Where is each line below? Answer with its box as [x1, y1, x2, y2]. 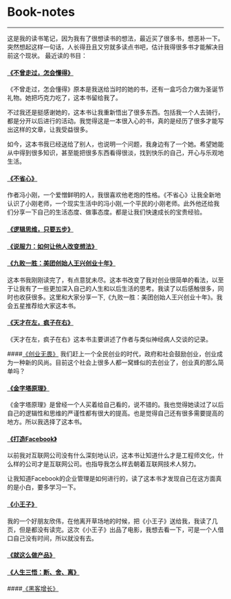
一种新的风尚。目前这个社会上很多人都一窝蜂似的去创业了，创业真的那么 [12, 358, 218, 367]
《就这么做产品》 [7, 551, 56, 559]
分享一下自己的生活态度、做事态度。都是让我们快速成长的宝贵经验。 [12, 208, 206, 217]
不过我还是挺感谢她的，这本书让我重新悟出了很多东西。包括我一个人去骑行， [7, 108, 224, 117]
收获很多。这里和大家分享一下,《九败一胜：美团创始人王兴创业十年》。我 [19, 293, 223, 301]
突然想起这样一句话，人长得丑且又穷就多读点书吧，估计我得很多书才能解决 [7, 43, 218, 51]
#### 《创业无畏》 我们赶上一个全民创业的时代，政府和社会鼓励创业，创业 [7, 349, 217, 358]
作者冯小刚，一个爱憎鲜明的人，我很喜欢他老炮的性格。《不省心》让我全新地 [7, 190, 221, 199]
